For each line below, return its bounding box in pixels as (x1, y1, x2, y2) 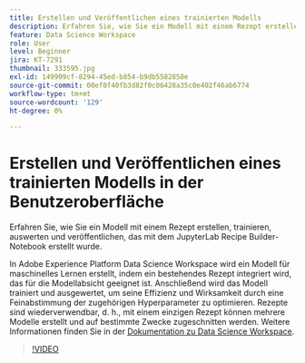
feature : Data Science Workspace (9, 30, 136, 39)
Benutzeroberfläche (9, 191, 165, 212)
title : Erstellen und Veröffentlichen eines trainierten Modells (9, 13, 261, 23)
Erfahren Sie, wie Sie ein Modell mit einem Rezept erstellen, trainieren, (9, 221, 272, 232)
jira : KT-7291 (9, 55, 64, 64)
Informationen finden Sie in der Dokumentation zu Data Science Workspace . (9, 326, 295, 337)
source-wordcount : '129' (9, 97, 103, 107)
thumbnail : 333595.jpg (9, 64, 95, 74)
